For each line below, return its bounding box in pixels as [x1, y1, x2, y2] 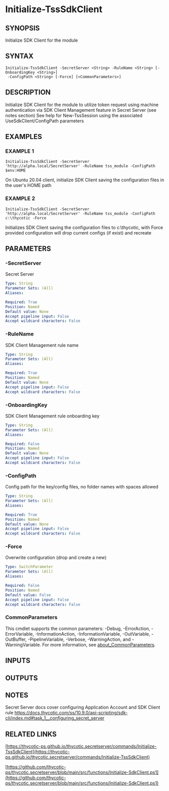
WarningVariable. [5, 641, 42, 648]
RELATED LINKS [5, 730, 57, 738]
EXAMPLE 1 [5, 147, 35, 154]
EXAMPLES [5, 133, 42, 141]
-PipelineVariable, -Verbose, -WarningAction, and [27, 636, 131, 642]
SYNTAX [5, 52, 34, 60]
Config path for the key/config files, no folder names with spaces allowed [5, 484, 159, 490]
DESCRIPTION [5, 88, 51, 97]
